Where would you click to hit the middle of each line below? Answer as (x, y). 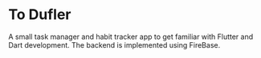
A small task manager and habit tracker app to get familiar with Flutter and (131, 37)
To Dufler (40, 15)
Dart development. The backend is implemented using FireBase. (114, 44)
